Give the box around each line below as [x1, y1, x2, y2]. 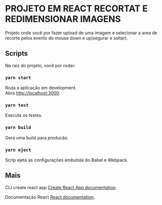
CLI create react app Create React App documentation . [5, 184, 117, 190]
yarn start [5, 75, 31, 81]
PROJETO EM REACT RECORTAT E [5, 3, 148, 14]
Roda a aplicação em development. [5, 85, 77, 91]
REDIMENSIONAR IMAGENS [5, 13, 121, 25]
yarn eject [5, 147, 31, 153]
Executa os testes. [5, 112, 43, 119]
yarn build [5, 124, 31, 130]
